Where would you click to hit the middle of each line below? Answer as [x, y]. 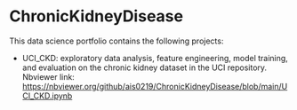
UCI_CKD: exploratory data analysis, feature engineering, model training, [155, 58]
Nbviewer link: [48, 76]
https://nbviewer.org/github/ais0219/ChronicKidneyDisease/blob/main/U [155, 86]
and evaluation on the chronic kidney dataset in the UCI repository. [144, 67]
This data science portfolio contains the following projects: [116, 41]
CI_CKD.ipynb [47, 96]
